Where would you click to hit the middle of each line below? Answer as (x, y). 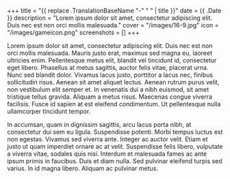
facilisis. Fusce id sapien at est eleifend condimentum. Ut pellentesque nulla (114, 104)
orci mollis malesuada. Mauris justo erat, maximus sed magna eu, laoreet (110, 53)
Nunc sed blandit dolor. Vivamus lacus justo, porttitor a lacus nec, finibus (110, 75)
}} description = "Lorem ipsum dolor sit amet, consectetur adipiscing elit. (110, 18)
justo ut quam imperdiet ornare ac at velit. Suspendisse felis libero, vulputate (115, 146)
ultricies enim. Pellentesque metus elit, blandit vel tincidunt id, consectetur (112, 60)
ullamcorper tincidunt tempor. (49, 111)
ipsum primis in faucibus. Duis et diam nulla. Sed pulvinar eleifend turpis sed (115, 161)
